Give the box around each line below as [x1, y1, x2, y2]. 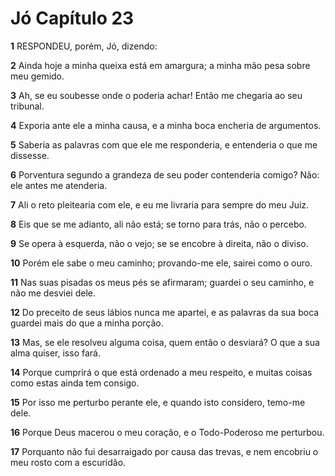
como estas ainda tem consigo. [10, 377, 140, 389]
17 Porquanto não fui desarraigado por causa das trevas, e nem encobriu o [10, 445, 319, 457]
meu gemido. [10, 70, 65, 82]
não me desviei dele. [10, 287, 97, 299]
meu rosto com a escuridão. [10, 456, 127, 468]
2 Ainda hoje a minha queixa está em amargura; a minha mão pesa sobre [10, 59, 311, 71]
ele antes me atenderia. [10, 179, 108, 191]
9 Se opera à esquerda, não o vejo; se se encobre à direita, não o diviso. [10, 237, 309, 249]
